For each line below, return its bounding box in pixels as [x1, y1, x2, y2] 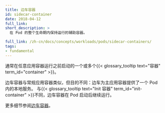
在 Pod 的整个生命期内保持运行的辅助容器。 [9, 30, 88, 35]
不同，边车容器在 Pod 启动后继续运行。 [34, 92, 114, 98]
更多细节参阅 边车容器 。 [5, 102, 53, 108]
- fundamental [5, 48, 35, 54]
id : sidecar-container [5, 12, 52, 17]
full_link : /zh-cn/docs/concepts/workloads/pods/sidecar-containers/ [5, 39, 152, 45]
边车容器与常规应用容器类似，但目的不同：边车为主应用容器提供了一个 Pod [5, 79, 158, 85]
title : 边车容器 [5, 7, 36, 12]
